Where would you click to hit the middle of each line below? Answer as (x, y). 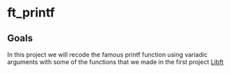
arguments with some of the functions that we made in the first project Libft (115, 62)
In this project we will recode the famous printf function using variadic (107, 54)
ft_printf (31, 13)
